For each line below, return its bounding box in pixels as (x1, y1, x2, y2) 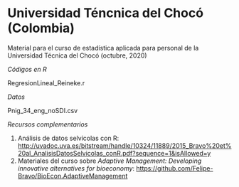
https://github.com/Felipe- (136, 164, 213, 172)
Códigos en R (7, 65, 48, 73)
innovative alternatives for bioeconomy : (17, 164, 135, 172)
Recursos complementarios (7, 119, 88, 129)
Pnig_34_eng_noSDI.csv (7, 106, 78, 114)
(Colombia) (7, 20, 75, 36)
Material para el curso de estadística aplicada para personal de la (7, 43, 199, 52)
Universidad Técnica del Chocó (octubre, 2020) (7, 51, 147, 60)
